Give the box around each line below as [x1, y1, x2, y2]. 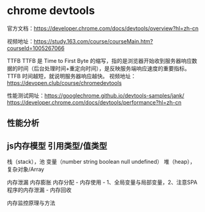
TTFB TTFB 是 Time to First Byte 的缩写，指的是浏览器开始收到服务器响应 [7, 57, 192, 64]
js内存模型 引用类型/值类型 [7, 141, 108, 151]
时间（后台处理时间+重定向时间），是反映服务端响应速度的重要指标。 [17, 65, 190, 72]
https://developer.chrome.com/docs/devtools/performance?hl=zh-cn [7, 98, 182, 106]
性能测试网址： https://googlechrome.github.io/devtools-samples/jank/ [7, 92, 185, 99]
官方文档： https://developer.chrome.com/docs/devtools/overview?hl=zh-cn [7, 24, 199, 32]
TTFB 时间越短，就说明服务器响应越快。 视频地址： [7, 72, 136, 79]
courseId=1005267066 [7, 44, 65, 52]
